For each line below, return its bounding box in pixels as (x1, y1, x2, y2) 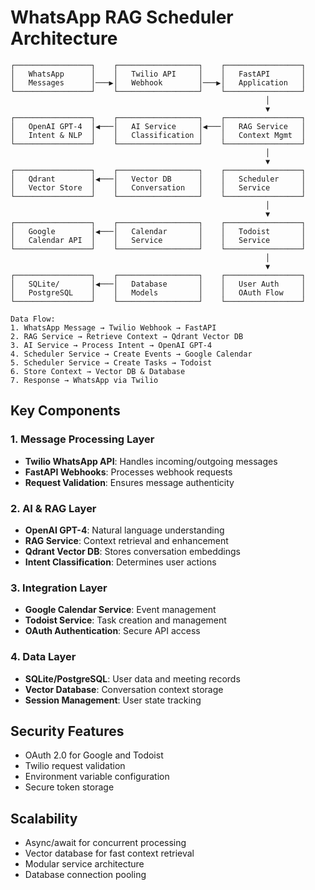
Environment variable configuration (24, 771, 170, 783)
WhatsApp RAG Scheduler (10, 6, 234, 29)
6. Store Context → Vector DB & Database (10, 366, 186, 376)
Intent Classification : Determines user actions (24, 556, 217, 568)
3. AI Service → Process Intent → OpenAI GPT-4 (10, 340, 213, 350)
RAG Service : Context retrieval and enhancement (24, 534, 229, 546)
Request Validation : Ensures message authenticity (24, 476, 235, 488)
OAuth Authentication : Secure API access (24, 625, 201, 637)
